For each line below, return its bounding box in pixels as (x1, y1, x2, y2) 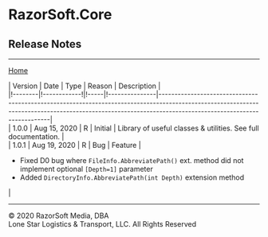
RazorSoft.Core (8, 6, 112, 24)
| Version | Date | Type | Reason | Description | (8, 81, 161, 91)
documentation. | (8, 132, 65, 141)
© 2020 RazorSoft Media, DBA (8, 211, 109, 220)
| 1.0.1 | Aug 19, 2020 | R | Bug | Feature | (8, 141, 141, 150)
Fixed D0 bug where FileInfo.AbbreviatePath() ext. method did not (19, 156, 244, 165)
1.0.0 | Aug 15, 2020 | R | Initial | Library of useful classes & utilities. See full (12, 123, 259, 133)
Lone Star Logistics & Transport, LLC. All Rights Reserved (8, 220, 197, 228)
